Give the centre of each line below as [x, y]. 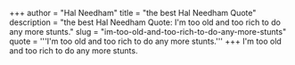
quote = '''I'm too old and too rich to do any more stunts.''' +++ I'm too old [146, 41]
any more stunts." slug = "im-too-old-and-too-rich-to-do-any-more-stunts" [148, 32]
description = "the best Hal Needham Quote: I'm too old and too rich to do [145, 22]
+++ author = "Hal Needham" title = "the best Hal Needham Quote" [133, 13]
